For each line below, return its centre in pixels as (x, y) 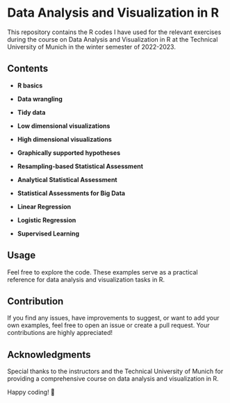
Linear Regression (44, 206)
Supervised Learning (48, 233)
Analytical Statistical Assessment (67, 179)
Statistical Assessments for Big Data (71, 193)
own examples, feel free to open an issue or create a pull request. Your (108, 325)
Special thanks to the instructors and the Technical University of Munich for (115, 371)
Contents (28, 68)
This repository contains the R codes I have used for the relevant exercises (114, 32)
